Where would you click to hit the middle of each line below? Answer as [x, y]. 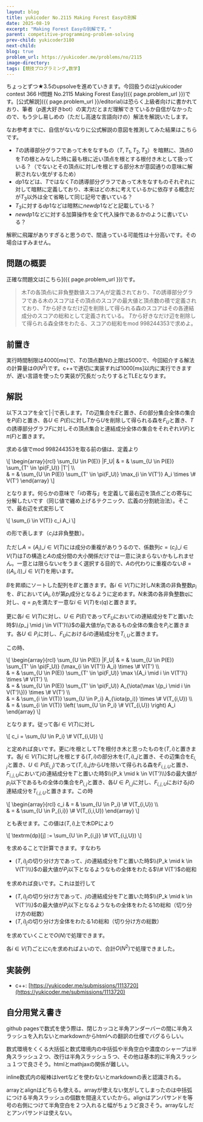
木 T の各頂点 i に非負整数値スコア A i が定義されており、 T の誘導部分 [102, 293]
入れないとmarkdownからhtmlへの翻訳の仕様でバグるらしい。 [109, 1036]
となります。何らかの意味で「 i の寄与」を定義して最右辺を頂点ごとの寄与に [99, 494]
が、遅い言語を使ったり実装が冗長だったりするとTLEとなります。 [88, 376]
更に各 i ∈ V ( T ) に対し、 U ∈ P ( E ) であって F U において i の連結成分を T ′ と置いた [100, 617]
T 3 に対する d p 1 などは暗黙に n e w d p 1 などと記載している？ [85, 206]
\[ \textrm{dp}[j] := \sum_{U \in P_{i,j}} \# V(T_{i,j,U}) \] [74, 835]
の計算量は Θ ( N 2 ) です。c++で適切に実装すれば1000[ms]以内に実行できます [99, 367]
